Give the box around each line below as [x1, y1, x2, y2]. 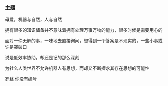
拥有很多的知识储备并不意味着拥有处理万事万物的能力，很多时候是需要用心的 [5, 27, 163, 33]
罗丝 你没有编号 [5, 76, 37, 82]
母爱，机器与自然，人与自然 [5, 16, 62, 23]
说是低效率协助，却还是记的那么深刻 [5, 55, 80, 61]
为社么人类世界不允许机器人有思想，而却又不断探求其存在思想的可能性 [5, 65, 150, 71]
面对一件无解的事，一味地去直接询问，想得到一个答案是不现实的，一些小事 [5, 38, 158, 44]
